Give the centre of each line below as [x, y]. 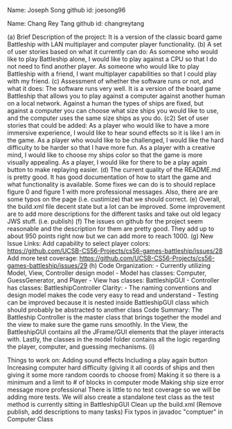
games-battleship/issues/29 [47, 266]
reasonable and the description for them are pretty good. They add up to [111, 229]
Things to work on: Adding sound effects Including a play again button [107, 360]
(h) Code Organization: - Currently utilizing [150, 266]
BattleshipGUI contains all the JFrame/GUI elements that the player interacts [116, 332]
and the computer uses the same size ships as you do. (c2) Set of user [108, 118]
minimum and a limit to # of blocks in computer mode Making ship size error [116, 382]
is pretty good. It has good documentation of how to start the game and [109, 177]
